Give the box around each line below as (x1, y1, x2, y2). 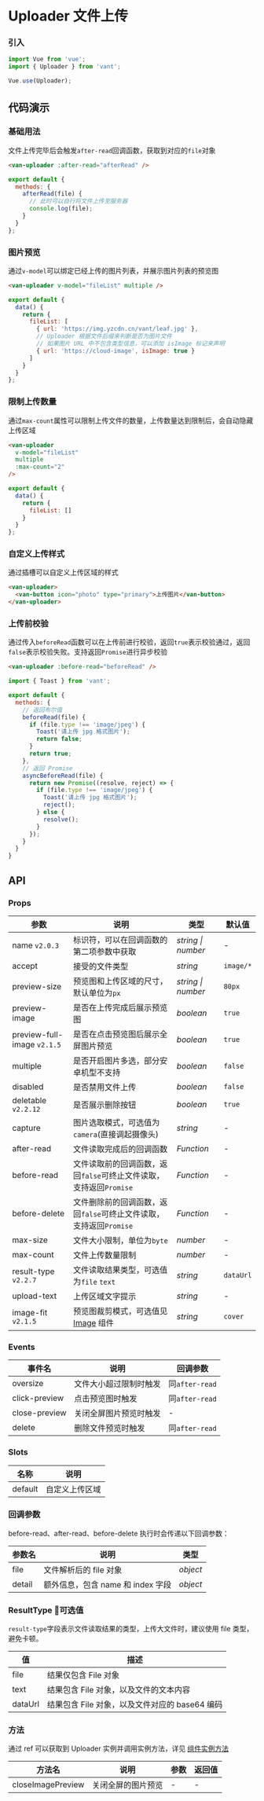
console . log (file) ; (28, 205, 93, 213)
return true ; (28, 750, 72, 758)
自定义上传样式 (8, 548, 65, 559)
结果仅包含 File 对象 (46, 1670, 120, 1681)
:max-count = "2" (15, 463, 65, 471)
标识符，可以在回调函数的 (73, 934, 168, 945)
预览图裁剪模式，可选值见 (73, 1305, 168, 1316)
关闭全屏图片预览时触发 (74, 1408, 161, 1419)
